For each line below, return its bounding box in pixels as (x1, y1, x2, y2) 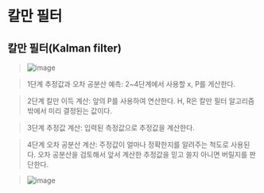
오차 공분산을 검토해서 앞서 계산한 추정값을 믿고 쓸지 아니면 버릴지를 (37, 150, 248, 159)
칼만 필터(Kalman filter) (7, 41, 122, 55)
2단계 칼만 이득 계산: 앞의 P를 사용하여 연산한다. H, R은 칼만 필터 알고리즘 (26, 96, 255, 106)
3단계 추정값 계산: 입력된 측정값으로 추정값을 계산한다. (26, 123, 196, 132)
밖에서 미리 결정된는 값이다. (26, 106, 113, 115)
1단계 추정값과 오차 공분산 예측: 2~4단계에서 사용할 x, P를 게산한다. (26, 79, 236, 88)
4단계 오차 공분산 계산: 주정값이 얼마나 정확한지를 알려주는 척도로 (26, 140, 230, 149)
